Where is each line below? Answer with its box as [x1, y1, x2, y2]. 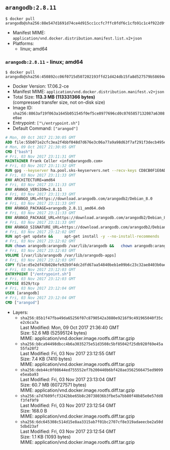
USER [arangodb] [5, 290, 39, 295]
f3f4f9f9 [20, 398, 39, 403]
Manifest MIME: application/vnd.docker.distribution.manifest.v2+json [12, 89, 164, 95]
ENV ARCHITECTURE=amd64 [5, 177, 56, 182]
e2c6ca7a [20, 320, 39, 325]
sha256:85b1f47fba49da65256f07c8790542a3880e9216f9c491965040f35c [20, 315, 163, 321]
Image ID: [12, 105, 33, 111]
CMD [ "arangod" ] [5, 300, 39, 305]
